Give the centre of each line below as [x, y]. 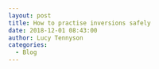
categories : [28, 45]
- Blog [26, 52]
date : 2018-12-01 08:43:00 [53, 30]
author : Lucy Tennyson [46, 38]
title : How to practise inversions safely [79, 23]
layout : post [30, 15]
